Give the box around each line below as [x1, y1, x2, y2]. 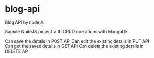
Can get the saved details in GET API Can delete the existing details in [5, 43, 144, 49]
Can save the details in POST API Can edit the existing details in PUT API [5, 38, 150, 44]
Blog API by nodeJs [5, 19, 44, 25]
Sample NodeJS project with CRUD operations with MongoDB [5, 29, 128, 34]
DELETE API [5, 48, 29, 54]
